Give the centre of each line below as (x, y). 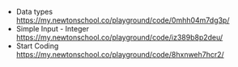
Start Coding (37, 46)
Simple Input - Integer (52, 29)
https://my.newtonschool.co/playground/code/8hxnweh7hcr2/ (120, 54)
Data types (34, 12)
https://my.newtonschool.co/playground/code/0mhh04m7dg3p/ (123, 20)
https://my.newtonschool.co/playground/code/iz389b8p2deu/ (119, 37)
